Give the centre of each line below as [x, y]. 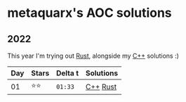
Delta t [67, 73]
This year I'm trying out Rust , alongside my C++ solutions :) [93, 56]
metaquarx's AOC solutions [89, 13]
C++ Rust [101, 87]
